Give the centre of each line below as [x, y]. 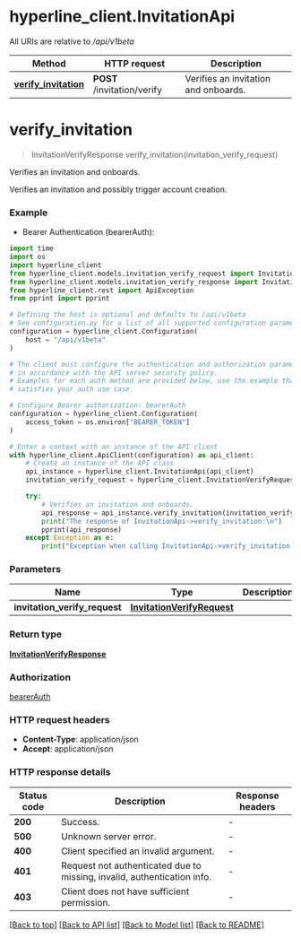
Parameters [35, 569]
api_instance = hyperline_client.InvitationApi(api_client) [140, 472]
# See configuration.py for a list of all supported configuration [138, 323]
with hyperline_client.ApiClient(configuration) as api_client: [132, 455]
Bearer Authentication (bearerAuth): [88, 232]
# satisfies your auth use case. [72, 389]
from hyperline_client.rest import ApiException [102, 290]
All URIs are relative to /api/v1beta [72, 41]
